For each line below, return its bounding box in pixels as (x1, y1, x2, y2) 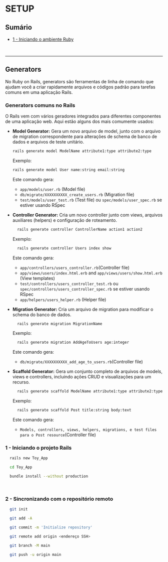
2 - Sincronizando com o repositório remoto (5, 495, 113, 502)
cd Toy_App (9, 465, 32, 470)
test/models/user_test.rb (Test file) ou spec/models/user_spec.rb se (19, 197, 162, 203)
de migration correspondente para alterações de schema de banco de (12, 133, 157, 139)
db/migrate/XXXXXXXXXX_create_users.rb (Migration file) (19, 191, 134, 197)
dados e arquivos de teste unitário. (12, 139, 84, 145)
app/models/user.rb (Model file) (19, 186, 85, 192)
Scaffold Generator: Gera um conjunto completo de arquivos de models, (12, 368, 162, 374)
